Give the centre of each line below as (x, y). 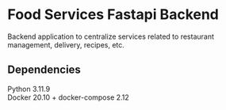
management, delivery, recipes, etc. (66, 44)
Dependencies (44, 70)
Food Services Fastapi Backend (113, 15)
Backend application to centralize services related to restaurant (111, 36)
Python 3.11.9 (29, 89)
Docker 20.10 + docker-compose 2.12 (69, 97)
